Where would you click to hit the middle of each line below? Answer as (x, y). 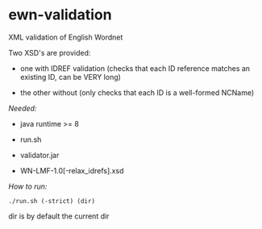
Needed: (23, 108)
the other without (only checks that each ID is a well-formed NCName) (137, 92)
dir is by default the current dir (59, 216)
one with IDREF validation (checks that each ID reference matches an (135, 68)
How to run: (28, 186)
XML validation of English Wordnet (66, 37)
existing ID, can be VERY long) (70, 77)
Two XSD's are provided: (50, 52)
